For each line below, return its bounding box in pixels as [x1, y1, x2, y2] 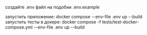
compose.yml [5, 24, 33, 30]
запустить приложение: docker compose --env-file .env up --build [5, 14, 143, 19]
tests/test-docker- [102, 19, 139, 25]
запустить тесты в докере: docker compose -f [5, 19, 101, 25]
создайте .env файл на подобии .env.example [5, 4, 100, 10]
